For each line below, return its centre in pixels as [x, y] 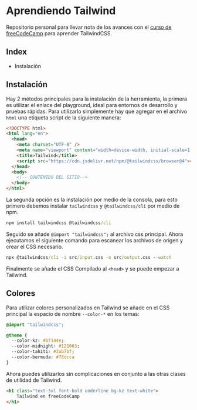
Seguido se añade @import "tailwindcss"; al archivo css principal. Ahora [95, 234]
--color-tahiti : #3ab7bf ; [43, 352]
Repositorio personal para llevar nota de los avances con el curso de [89, 27]
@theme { [17, 335]
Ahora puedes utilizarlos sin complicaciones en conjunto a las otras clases [96, 374]
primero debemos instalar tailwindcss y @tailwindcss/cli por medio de [93, 206]
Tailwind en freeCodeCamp [48, 396]
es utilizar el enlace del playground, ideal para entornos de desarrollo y [92, 105]
